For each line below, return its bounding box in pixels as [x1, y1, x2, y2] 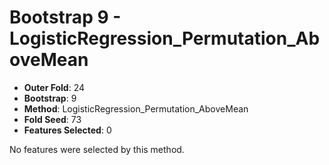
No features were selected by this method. [9, 143, 185, 155]
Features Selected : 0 [23, 124, 112, 136]
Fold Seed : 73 [23, 113, 82, 125]
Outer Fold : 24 [23, 81, 86, 93]
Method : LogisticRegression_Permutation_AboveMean [23, 102, 249, 115]
